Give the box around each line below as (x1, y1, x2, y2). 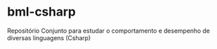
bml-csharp (7, 4, 76, 20)
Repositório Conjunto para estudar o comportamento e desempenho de (7, 27, 210, 35)
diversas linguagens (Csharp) (7, 33, 91, 42)
